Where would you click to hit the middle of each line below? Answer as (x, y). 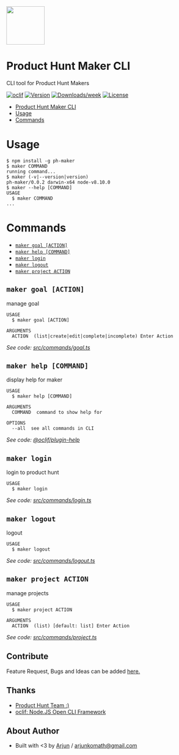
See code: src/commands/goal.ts (48, 347)
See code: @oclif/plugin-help (43, 440)
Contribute (27, 657)
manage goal (23, 303)
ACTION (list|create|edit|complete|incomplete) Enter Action (93, 336)
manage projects (27, 593)
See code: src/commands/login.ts (49, 500)
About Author (33, 731)
